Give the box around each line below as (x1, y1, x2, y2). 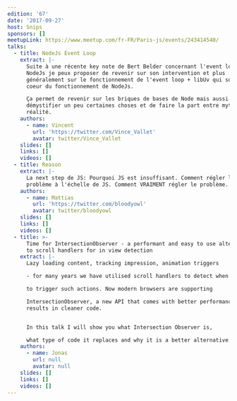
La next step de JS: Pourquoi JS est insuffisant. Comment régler (25, 174, 226, 181)
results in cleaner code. (25, 305, 102, 312)
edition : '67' (7, 10, 49, 18)
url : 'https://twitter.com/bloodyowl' (32, 201, 147, 208)
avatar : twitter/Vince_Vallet (32, 135, 121, 142)
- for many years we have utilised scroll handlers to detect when (25, 273, 229, 280)
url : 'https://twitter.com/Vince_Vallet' (32, 128, 157, 135)
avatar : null (32, 363, 71, 370)
